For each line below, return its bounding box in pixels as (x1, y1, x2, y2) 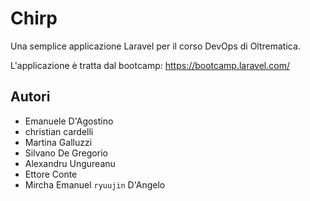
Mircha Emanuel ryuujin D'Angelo (24, 178, 166, 191)
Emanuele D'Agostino (24, 115, 114, 127)
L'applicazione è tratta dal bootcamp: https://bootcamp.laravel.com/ (10, 59, 290, 71)
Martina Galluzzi (24, 136, 93, 148)
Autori (10, 88, 51, 106)
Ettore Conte (24, 168, 78, 180)
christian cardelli (24, 125, 94, 137)
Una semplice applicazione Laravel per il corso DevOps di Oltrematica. (10, 40, 301, 52)
